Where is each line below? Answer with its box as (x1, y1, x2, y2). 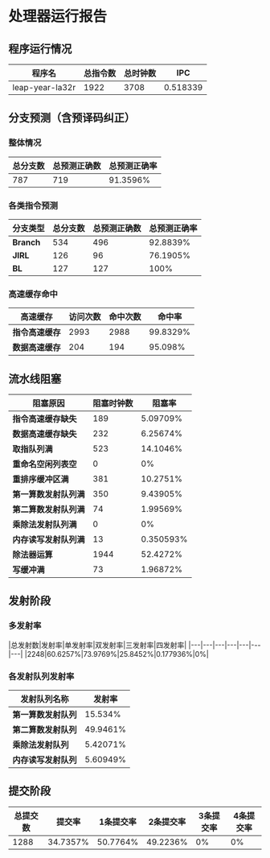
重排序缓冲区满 (12, 474, 70, 485)
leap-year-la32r (12, 82, 76, 93)
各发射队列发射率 (8, 670, 75, 682)
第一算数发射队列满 (12, 489, 86, 500)
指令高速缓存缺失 (12, 414, 78, 425)
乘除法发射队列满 (12, 519, 78, 530)
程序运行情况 (8, 42, 72, 56)
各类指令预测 (8, 200, 59, 211)
